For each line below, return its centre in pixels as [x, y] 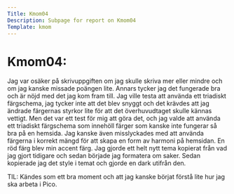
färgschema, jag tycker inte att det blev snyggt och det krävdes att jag [109, 103]
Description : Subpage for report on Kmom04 [72, 20]
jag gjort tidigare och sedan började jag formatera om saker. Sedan [104, 156]
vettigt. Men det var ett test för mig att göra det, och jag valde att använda [114, 118]
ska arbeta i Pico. [32, 184]
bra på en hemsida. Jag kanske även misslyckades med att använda [106, 134]
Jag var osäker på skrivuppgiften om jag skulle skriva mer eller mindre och [115, 81]
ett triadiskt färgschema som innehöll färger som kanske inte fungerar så [112, 126]
